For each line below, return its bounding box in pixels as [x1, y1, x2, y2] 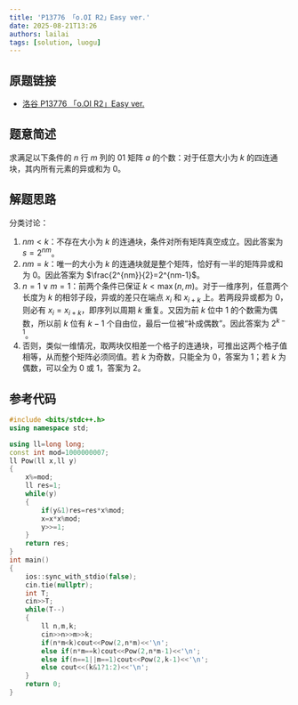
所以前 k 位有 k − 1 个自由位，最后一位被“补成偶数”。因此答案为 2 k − [37, 316, 286, 328]
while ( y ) [25, 490, 58, 498]
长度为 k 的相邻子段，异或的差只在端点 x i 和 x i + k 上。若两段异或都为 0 [21, 292, 280, 305]
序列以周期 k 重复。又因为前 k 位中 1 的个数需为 [96, 304, 270, 316]
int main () [9, 555, 50, 565]
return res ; [25, 539, 69, 548]
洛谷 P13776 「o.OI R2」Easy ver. [21, 99, 145, 109]
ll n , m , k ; [41, 622, 77, 631]
